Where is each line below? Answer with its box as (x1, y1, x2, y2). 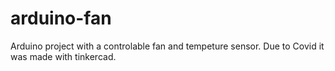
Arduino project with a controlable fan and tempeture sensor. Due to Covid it (10, 40, 325, 52)
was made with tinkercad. (10, 50, 117, 62)
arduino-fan (10, 7, 112, 30)
